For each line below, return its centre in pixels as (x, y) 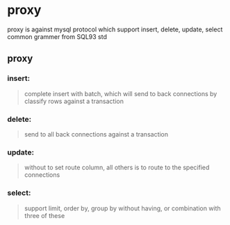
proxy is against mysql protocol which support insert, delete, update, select (115, 29)
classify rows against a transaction (74, 101)
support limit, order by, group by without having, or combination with (122, 208)
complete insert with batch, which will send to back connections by (121, 93)
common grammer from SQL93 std (57, 36)
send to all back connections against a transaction (96, 134)
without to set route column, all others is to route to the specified (117, 168)
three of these (44, 215)
